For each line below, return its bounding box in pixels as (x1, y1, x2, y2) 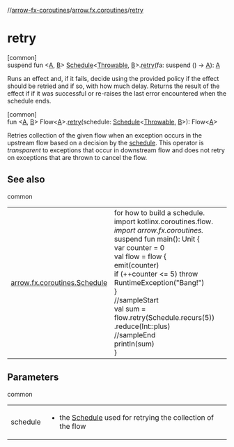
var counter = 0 (114, 242, 165, 252)
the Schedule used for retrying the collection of (59, 412, 214, 422)
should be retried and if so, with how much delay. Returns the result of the (7, 82, 220, 90)
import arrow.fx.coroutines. (114, 225, 204, 235)
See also (7, 174, 45, 186)
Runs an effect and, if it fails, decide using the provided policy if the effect (7, 74, 219, 82)
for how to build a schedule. (114, 207, 205, 217)
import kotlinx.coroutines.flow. (114, 217, 214, 226)
